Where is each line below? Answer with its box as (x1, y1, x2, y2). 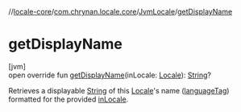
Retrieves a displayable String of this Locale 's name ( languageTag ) (8, 85, 230, 95)
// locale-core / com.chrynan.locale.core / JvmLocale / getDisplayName (8, 7, 233, 16)
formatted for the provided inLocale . (8, 94, 129, 104)
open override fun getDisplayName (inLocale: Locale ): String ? (8, 70, 212, 80)
